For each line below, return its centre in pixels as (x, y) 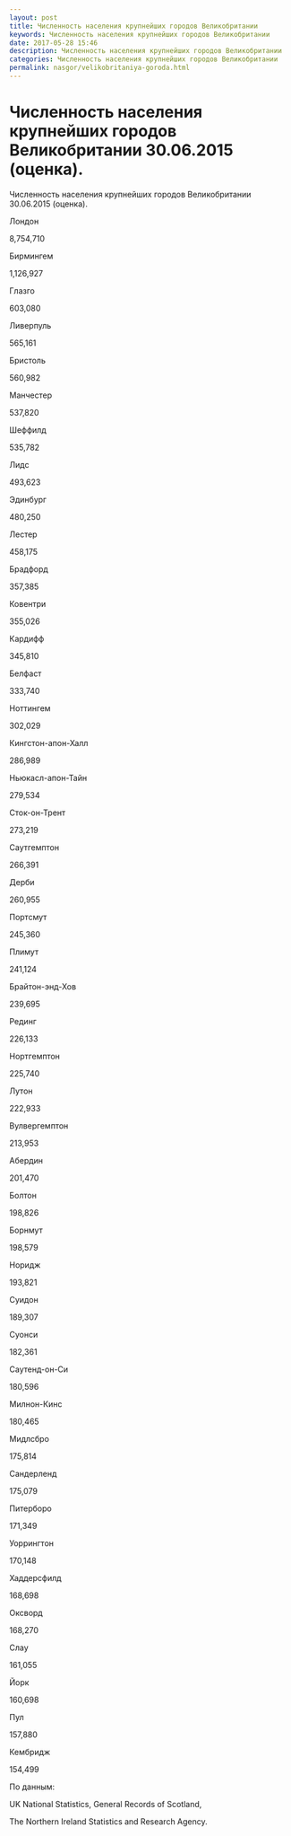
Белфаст (26, 673)
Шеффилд (28, 430)
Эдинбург (28, 499)
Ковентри (28, 603)
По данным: (32, 1787)
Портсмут (28, 917)
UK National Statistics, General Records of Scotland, (106, 1804)
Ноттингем (30, 708)
